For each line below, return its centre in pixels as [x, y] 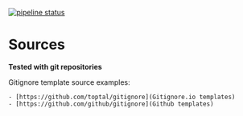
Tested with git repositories [55, 66]
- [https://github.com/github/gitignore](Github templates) [111, 104]
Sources [37, 45]
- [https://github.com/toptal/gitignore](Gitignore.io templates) [122, 97]
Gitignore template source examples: [69, 82]
